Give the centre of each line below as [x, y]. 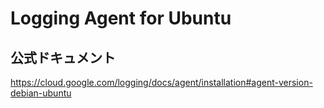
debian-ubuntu [41, 93]
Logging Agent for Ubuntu [121, 18]
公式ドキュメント [63, 57]
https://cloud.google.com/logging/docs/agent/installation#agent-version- [161, 82]
